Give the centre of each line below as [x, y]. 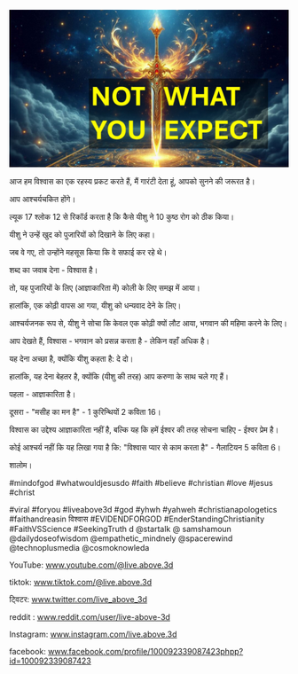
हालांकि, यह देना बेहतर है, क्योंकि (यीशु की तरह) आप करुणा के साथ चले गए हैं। [119, 376]
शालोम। [21, 465]
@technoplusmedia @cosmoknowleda [79, 547]
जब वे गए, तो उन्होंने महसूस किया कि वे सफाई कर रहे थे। [88, 252]
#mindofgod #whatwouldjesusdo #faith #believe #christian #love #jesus [141, 482]
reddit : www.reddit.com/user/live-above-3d [90, 616]
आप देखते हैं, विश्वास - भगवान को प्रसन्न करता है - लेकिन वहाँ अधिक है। [110, 341]
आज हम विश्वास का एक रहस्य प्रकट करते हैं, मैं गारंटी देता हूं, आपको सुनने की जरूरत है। [132, 181]
